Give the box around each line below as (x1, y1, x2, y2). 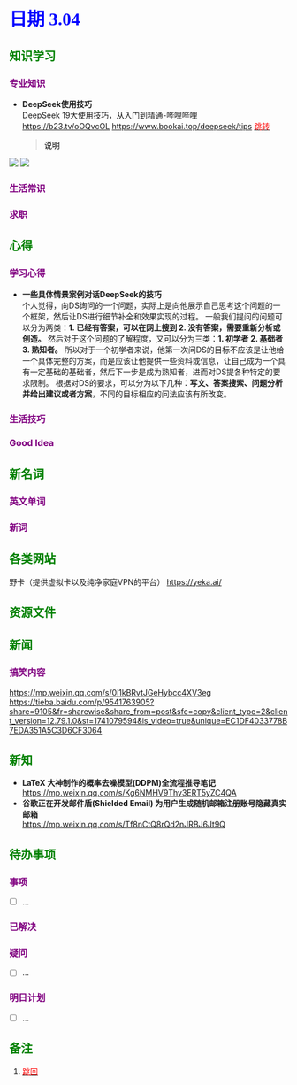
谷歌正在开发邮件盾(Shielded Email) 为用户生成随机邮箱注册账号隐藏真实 (21, 798, 287, 809)
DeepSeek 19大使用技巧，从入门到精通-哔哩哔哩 (21, 110, 198, 120)
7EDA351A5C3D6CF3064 (9, 725, 103, 735)
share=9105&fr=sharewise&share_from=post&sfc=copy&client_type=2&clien (9, 705, 288, 717)
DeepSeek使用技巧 (21, 99, 93, 110)
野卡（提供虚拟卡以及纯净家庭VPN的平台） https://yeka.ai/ (9, 576, 223, 587)
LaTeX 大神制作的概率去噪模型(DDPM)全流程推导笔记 (21, 778, 217, 789)
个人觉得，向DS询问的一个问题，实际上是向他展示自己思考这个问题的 (21, 300, 273, 311)
